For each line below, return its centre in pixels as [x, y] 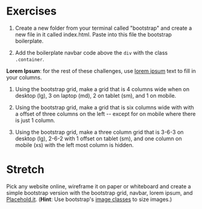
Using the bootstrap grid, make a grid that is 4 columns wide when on [102, 89]
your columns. [24, 77]
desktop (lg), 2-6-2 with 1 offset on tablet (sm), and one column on [98, 139]
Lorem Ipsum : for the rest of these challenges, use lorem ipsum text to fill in [101, 70]
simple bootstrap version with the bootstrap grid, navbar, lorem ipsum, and [99, 193]
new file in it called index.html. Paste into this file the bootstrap [93, 34]
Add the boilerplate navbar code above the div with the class [91, 52]
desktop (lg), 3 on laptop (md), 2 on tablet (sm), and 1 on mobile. [96, 95]
